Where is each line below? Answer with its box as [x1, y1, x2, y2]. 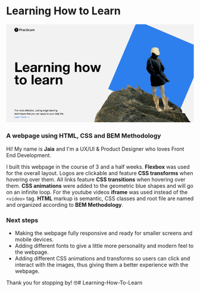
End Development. [6, 151, 52, 159]
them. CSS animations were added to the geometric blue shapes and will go [6, 182, 193, 189]
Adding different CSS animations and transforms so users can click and [14, 255, 190, 262]
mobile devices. [14, 236, 54, 243]
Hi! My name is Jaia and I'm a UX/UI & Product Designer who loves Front [6, 145, 185, 153]
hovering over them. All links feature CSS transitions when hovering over [6, 176, 186, 183]
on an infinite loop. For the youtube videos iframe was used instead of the [6, 188, 188, 195]
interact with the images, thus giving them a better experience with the [14, 261, 189, 269]
